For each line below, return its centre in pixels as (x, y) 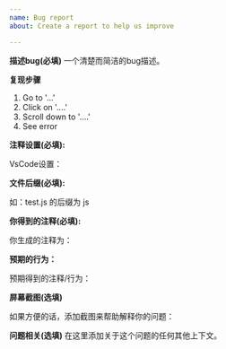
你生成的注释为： (41, 240)
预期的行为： (33, 259)
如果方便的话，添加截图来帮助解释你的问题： (92, 316)
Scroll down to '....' (56, 117)
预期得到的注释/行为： (50, 278)
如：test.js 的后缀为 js (49, 202)
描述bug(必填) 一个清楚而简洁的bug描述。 (87, 60)
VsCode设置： (36, 163)
